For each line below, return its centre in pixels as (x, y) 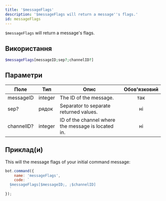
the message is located (87, 126)
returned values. (79, 112)
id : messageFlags (23, 19)
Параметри (24, 75)
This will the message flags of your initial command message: (68, 162)
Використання (29, 48)
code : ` (22, 180)
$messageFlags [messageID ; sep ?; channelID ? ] (49, 60)
